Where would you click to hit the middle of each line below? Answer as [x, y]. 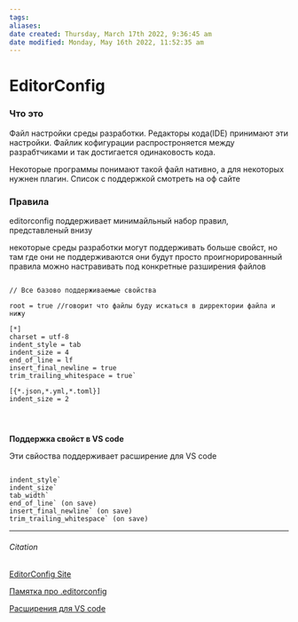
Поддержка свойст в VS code [67, 439]
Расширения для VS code [58, 609]
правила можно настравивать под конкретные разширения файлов [137, 266]
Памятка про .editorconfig [58, 592]
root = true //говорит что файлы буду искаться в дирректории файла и [142, 306]
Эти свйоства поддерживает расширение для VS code [113, 456]
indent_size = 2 [39, 399]
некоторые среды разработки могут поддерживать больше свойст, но [143, 248]
